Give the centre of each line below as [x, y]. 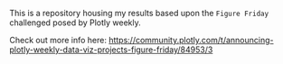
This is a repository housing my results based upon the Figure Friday [139, 13]
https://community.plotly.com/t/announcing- [191, 40]
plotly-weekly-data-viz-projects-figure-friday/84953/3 [111, 50]
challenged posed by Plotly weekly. [75, 23]
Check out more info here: [58, 40]
